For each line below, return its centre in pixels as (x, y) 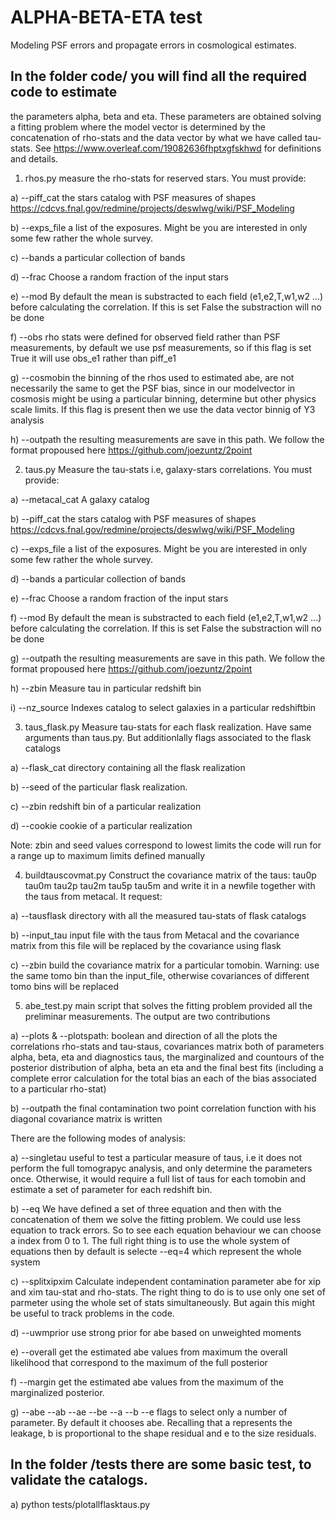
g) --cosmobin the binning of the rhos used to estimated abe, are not (152, 377)
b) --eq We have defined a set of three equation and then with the (146, 1208)
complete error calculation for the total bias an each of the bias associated (163, 1078)
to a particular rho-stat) (58, 1088)
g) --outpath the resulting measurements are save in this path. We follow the (168, 658)
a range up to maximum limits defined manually (108, 855)
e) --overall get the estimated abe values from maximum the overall (149, 1352)
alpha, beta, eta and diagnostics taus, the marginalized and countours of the (167, 1057)
